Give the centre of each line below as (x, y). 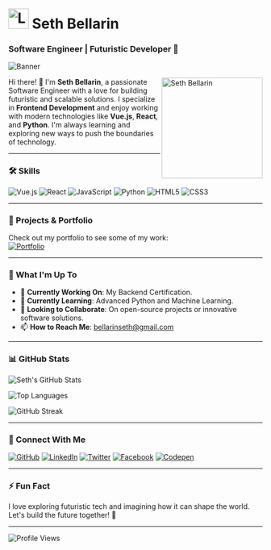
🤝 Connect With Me (47, 440)
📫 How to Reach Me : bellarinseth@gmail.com (97, 327)
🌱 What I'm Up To (43, 275)
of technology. (32, 142)
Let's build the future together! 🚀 (63, 515)
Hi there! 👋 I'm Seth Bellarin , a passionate (78, 82)
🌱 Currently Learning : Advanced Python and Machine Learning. (127, 301)
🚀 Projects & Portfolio (51, 220)
